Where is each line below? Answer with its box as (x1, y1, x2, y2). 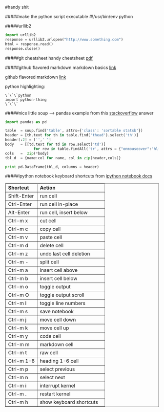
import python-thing (5, 97, 47, 102)
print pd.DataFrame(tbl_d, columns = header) (5, 164, 99, 169)
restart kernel (40, 390, 71, 397)
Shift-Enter (8, 193, 34, 199)
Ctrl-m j (8, 316, 27, 323)
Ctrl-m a (8, 267, 28, 274)
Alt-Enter (8, 209, 30, 216)
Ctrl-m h (8, 399, 28, 406)
